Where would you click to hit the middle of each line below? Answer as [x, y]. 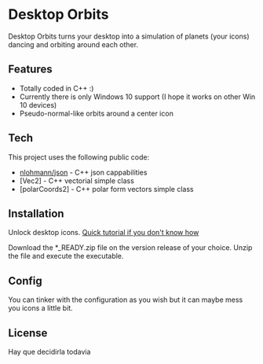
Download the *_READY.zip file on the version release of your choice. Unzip [130, 248]
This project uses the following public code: [79, 157]
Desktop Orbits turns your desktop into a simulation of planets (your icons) [129, 36]
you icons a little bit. [40, 308]
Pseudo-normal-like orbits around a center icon [97, 113]
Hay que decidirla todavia [49, 352]
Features [30, 70]
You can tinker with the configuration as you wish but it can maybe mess [126, 300]
